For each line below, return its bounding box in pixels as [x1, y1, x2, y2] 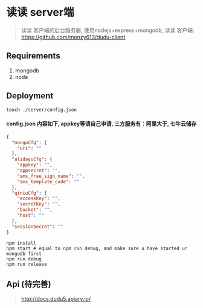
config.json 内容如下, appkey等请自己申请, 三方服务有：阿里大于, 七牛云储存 [6, 120, 197, 127]
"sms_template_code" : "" [17, 178, 80, 184]
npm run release [6, 261, 47, 267]
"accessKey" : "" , [17, 195, 61, 202]
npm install [6, 240, 36, 246]
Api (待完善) [6, 278, 51, 289]
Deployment [6, 91, 54, 101]
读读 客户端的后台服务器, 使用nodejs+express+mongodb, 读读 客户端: [21, 27, 195, 34]
